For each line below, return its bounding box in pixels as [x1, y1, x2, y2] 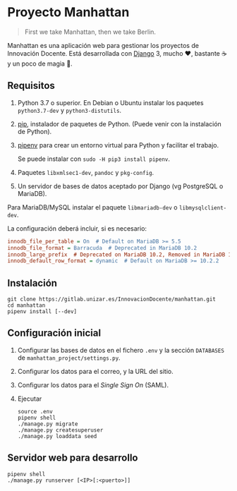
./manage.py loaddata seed [17, 432, 97, 440]
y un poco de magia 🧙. [7, 59, 73, 68]
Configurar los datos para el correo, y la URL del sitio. [17, 367, 174, 375]
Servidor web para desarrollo [7, 452, 138, 464]
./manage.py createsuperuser [17, 426, 104, 434]
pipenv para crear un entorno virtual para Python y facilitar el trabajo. [17, 140, 219, 149]
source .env [17, 408, 53, 415]
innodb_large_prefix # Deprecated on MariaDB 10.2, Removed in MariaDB [7, 251, 226, 258]
